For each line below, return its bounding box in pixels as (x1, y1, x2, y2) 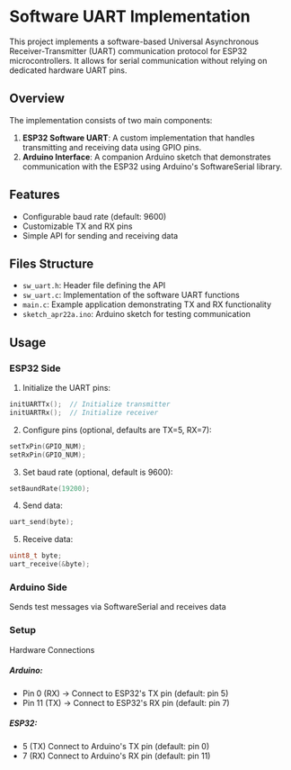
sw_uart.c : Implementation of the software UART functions (22, 290, 240, 301)
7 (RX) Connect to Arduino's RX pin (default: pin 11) (22, 750, 211, 761)
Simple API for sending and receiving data (22, 230, 179, 240)
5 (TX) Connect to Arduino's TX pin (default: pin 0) (22, 740, 210, 751)
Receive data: (22, 534, 74, 545)
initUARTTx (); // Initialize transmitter (9, 400, 171, 409)
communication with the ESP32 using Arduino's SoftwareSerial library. (22, 160, 283, 172)
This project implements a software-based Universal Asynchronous (9, 36, 259, 47)
